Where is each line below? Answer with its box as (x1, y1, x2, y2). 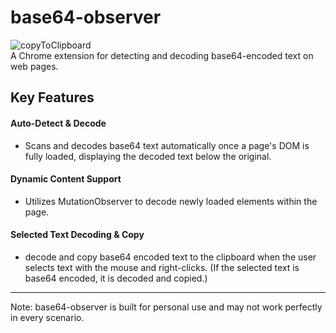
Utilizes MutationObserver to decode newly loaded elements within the (24, 195, 318, 207)
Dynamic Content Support (10, 173, 122, 185)
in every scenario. (10, 311, 85, 323)
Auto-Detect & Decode (10, 117, 107, 129)
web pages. (10, 60, 59, 72)
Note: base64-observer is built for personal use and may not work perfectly (10, 301, 323, 313)
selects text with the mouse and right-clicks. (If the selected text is (24, 261, 300, 273)
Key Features (10, 89, 95, 106)
